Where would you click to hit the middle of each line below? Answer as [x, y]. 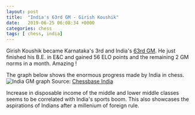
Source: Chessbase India [83, 82]
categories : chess [29, 28]
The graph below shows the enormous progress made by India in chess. [95, 75]
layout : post [22, 12]
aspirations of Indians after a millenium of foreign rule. [73, 105]
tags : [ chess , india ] [34, 34]
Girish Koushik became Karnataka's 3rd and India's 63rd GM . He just [91, 51]
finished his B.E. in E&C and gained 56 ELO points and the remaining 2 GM [98, 57]
